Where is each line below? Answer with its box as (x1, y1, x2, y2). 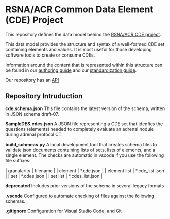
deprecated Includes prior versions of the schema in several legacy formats (5, 182, 164, 189)
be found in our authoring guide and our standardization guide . (5, 67, 137, 73)
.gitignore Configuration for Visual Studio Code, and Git (5, 208, 122, 214)
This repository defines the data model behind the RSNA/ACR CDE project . (5, 31, 161, 37)
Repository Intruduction (5, 92, 83, 100)
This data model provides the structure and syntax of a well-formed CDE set (5, 41, 165, 47)
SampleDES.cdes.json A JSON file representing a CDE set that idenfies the (5, 121, 163, 127)
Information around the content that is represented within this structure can (5, 62, 163, 68)
